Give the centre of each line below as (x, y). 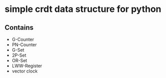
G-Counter (23, 39)
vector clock (25, 71)
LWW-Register (27, 66)
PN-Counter (24, 45)
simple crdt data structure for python (83, 9)
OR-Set (19, 60)
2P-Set (19, 55)
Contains (19, 28)
